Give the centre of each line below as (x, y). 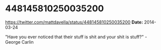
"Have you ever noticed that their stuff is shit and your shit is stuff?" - (76, 37)
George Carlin (19, 42)
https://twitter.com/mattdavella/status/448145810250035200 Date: (74, 22)
